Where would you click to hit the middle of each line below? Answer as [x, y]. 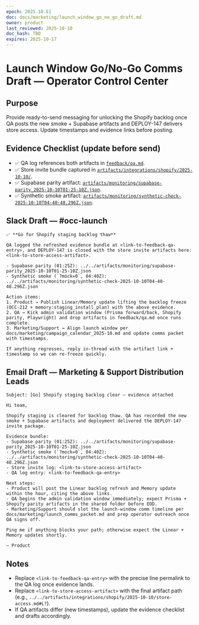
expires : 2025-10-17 [32, 39]
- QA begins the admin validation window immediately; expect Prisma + [96, 499]
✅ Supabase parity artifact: [48, 182]
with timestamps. [28, 338]
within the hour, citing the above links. [59, 494]
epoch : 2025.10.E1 [29, 12]
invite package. [26, 426]
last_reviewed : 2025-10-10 [39, 28]
